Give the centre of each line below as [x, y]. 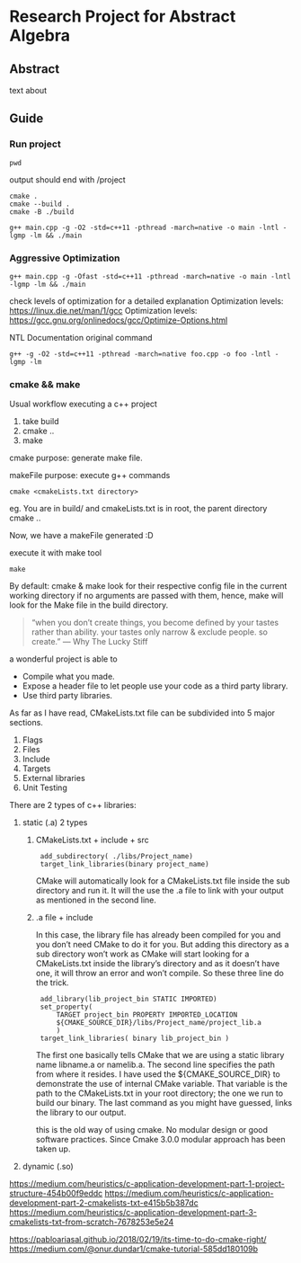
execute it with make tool [55, 553]
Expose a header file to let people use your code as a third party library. [155, 686]
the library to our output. [81, 1113]
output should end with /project [67, 179]
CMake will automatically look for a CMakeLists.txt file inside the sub [163, 881]
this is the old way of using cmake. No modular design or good [151, 1130]
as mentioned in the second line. [96, 900]
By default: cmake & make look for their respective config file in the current [148, 586]
